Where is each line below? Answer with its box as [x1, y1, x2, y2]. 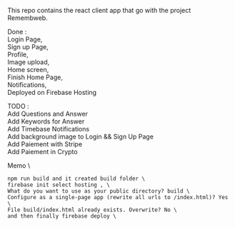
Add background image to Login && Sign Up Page [7, 132, 154, 141]
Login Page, [7, 35, 43, 44]
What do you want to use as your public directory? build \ [7, 188, 191, 195]
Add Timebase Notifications [7, 125, 90, 133]
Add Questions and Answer [7, 110, 88, 118]
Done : [7, 28, 27, 36]
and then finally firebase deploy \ [7, 213, 116, 220]
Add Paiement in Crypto [7, 148, 78, 156]
